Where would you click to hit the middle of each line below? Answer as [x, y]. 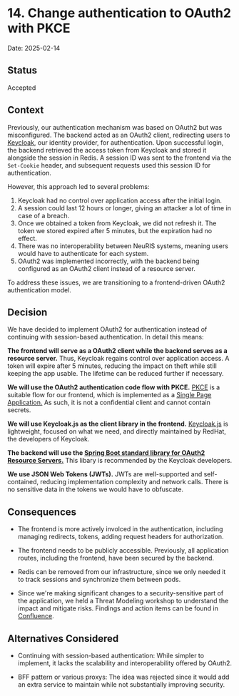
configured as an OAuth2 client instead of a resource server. [107, 268]
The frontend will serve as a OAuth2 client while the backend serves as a [117, 351]
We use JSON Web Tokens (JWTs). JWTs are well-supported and [105, 474]
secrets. [19, 410]
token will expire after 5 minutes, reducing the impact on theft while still [112, 366]
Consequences [42, 512]
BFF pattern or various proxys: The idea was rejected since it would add [123, 677]
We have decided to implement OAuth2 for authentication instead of [107, 329]
